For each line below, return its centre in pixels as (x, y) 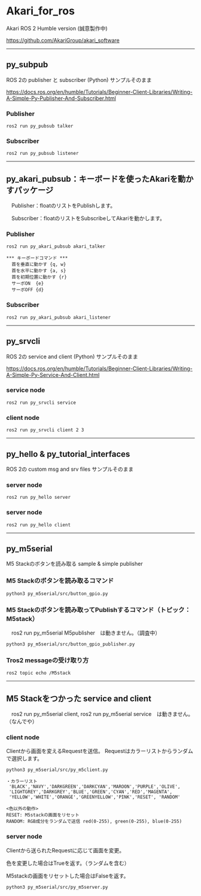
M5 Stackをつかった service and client (79, 698)
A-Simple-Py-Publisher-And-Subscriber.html (61, 98)
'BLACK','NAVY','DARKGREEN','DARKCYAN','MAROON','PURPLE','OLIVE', (95, 787)
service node (26, 390)
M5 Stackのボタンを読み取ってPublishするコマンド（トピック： (99, 609)
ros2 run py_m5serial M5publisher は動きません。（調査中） (86, 633)
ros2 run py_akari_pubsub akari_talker (56, 246)
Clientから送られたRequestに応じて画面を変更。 (65, 850)
